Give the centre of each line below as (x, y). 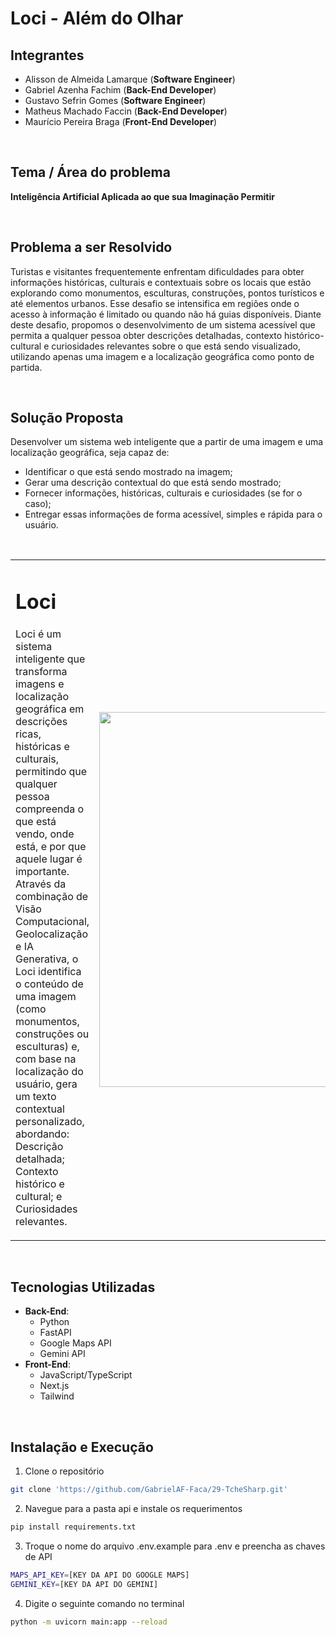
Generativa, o (47, 959)
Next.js (54, 1386)
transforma (41, 671)
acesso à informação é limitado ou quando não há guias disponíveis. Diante (166, 314)
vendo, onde (45, 834)
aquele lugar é (49, 859)
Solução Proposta (67, 418)
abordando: (42, 1134)
